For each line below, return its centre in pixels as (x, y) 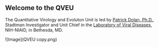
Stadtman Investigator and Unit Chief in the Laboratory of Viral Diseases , (79, 25)
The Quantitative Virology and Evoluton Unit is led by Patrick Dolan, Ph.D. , (80, 19)
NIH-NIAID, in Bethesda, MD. (34, 30)
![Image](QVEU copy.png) (31, 39)
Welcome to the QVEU (40, 8)
